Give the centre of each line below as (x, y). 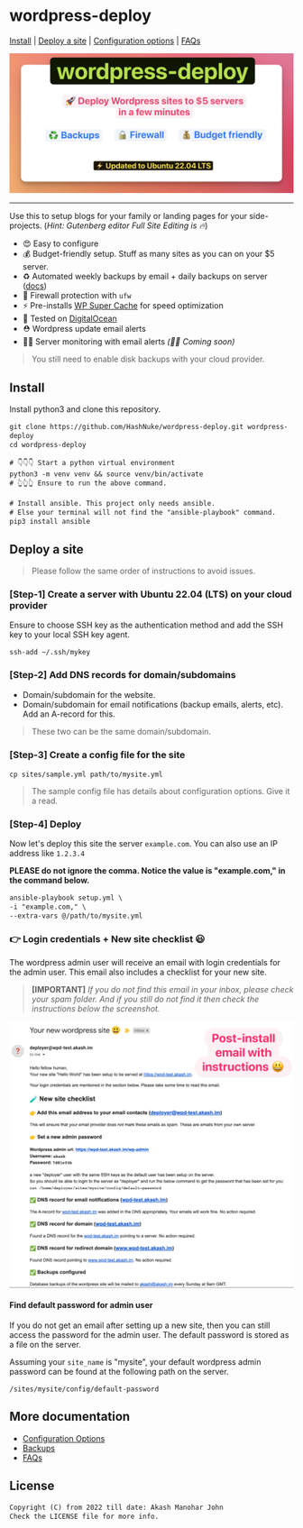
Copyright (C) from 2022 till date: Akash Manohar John (116, 1508)
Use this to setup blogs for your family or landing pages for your (129, 216)
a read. (45, 801)
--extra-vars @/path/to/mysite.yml (76, 916)
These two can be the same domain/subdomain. (121, 731)
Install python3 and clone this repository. (85, 409)
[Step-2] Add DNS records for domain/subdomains (123, 675)
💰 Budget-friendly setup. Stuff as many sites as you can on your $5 (148, 254)
